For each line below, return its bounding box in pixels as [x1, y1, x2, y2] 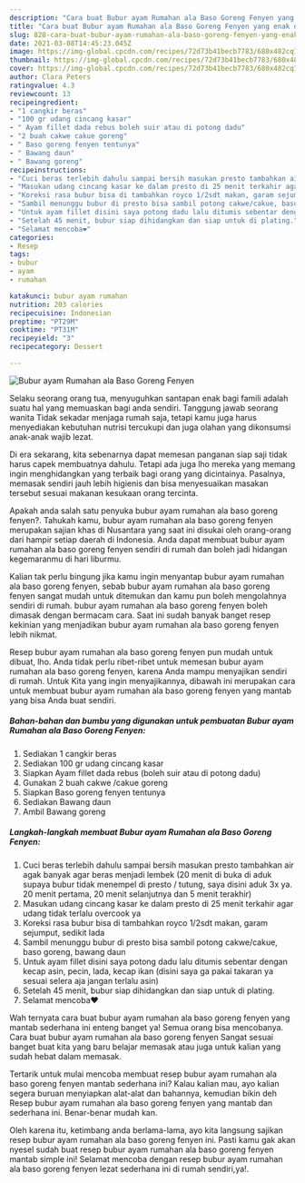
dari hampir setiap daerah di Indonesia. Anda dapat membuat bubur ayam [9, 533, 285, 545]
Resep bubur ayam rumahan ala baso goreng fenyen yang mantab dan [9, 1097, 273, 1108]
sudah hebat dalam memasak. [9, 1050, 123, 1061]
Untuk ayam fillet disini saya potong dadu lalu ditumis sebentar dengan [22, 956, 288, 967]
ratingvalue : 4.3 [9, 81, 75, 90]
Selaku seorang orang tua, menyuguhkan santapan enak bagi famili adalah [9, 393, 289, 403]
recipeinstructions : [9, 165, 88, 174]
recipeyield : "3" [9, 333, 75, 343]
